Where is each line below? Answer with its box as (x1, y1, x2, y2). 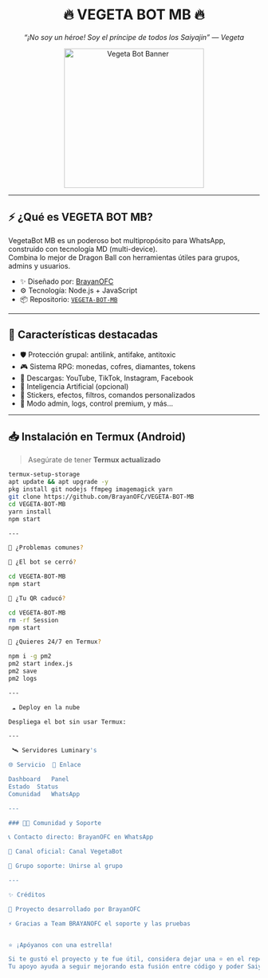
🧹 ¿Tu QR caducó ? (8, 594, 66, 603)
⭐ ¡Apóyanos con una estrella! (8, 941, 113, 949)
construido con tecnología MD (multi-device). (8, 244, 158, 253)
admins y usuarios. (8, 261, 70, 270)
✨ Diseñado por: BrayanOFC (19, 277, 114, 286)
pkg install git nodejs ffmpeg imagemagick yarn (8, 485, 173, 493)
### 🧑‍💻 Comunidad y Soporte (8, 819, 102, 827)
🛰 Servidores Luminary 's (11, 747, 97, 755)
